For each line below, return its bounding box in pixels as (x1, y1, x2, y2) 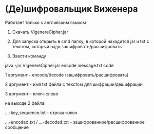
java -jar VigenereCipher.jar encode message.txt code (5, 62, 114, 68)
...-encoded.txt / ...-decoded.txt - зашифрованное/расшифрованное (5, 119, 145, 125)
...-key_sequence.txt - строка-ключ (5, 110, 77, 115)
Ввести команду (12, 53, 46, 59)
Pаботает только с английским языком (5, 19, 86, 25)
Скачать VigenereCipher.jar (12, 29, 68, 35)
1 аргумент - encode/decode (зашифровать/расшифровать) (5, 72, 129, 77)
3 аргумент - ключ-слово (5, 91, 58, 96)
